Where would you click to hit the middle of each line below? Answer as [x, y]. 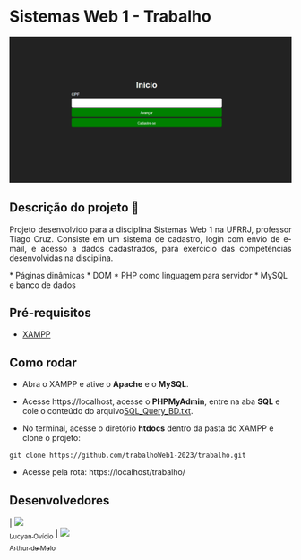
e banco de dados [43, 285]
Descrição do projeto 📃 [74, 208]
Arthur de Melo [33, 548]
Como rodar [43, 362]
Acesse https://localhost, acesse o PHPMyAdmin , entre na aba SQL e [151, 401]
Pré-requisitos [51, 313]
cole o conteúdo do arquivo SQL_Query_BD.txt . [107, 411]
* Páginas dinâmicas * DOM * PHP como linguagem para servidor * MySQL [149, 275]
